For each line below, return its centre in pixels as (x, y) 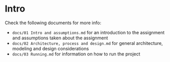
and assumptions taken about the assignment (60, 38)
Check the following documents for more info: (53, 23)
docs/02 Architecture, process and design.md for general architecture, (87, 43)
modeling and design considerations (51, 48)
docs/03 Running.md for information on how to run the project (76, 54)
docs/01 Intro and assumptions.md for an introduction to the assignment (88, 32)
